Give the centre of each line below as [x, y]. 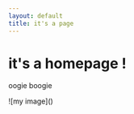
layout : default [36, 16]
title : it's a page [41, 23]
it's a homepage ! [67, 63]
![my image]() [31, 101]
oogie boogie [30, 86]
